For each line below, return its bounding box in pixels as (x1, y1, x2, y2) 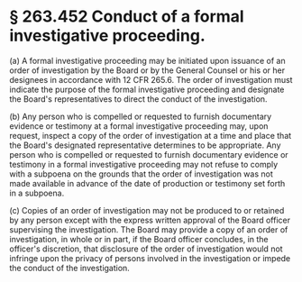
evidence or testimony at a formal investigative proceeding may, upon (9, 120, 269, 132)
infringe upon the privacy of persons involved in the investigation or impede (9, 252, 291, 263)
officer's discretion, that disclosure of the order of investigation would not (9, 243, 283, 254)
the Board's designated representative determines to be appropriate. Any (9, 140, 281, 150)
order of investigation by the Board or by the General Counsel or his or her (9, 65, 286, 76)
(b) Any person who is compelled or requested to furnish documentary (9, 111, 272, 122)
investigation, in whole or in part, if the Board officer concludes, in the (9, 233, 269, 244)
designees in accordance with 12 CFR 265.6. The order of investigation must (9, 74, 293, 85)
